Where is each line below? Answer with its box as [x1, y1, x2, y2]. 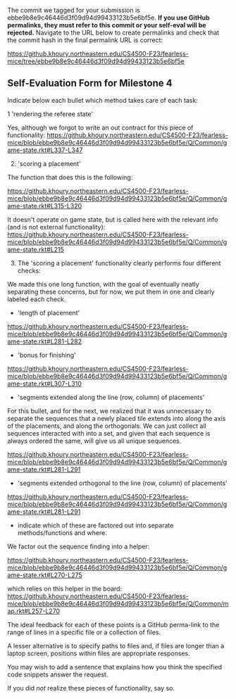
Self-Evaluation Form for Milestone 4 [7, 77, 173, 89]
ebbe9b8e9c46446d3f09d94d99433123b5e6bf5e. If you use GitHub [7, 13, 210, 22]
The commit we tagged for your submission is [7, 6, 141, 14]
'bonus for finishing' [17, 351, 76, 359]
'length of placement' [17, 308, 80, 317]
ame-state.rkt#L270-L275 [7, 570, 82, 579]
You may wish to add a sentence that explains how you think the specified [7, 662, 223, 671]
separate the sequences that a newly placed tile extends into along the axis [7, 414, 226, 422]
